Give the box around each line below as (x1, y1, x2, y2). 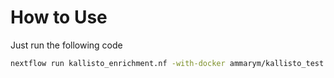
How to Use (10, 6, 108, 29)
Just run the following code (10, 39, 123, 51)
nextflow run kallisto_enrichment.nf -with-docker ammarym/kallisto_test (10, 58, 325, 68)
